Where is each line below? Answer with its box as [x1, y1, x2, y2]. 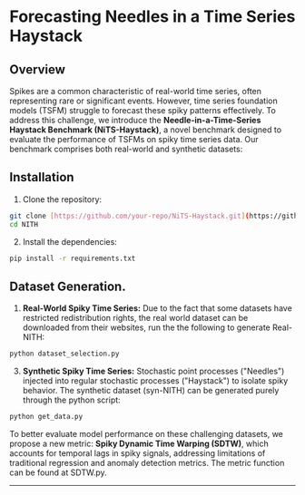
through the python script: [22, 394, 121, 405]
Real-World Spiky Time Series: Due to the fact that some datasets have [22, 303, 292, 314]
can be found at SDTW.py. [9, 467, 107, 478]
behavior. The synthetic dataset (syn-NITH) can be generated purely [22, 385, 280, 396]
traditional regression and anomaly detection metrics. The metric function [9, 458, 285, 468]
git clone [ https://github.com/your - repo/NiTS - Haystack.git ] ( [9, 211, 250, 220]
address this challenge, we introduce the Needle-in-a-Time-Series [9, 115, 261, 125]
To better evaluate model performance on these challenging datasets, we [9, 429, 284, 439]
